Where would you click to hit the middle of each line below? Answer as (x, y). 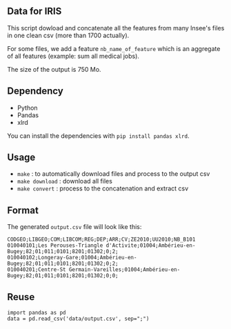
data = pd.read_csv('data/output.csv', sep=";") (78, 319)
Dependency (35, 91)
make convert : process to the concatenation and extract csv (103, 188)
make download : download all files (64, 181)
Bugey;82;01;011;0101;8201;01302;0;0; (63, 276)
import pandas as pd (37, 313)
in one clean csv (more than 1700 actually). (68, 35)
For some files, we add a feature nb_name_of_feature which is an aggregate (114, 48)
